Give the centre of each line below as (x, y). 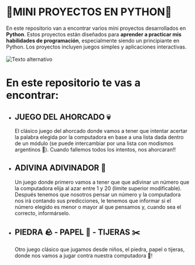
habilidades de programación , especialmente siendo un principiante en (93, 40)
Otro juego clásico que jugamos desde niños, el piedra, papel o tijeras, (100, 249)
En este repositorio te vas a (73, 83)
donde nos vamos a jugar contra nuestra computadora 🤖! (83, 255)
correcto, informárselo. (42, 213)
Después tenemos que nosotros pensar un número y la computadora (97, 194)
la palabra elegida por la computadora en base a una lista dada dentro (99, 137)
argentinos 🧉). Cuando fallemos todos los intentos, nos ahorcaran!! (95, 149)
